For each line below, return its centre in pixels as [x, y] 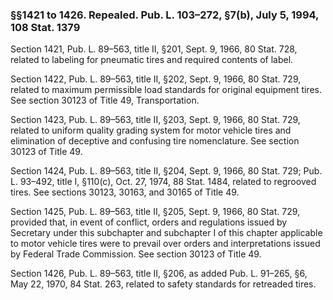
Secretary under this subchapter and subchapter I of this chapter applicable [166, 233]
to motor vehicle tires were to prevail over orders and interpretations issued [165, 244]
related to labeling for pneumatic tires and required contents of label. [152, 60]
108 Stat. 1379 [45, 27]
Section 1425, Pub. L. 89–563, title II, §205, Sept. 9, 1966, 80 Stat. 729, [155, 212]
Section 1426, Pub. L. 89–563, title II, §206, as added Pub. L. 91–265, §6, [159, 274]
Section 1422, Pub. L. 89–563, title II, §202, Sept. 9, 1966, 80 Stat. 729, [156, 79]
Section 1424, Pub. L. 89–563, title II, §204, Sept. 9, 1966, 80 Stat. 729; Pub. [166, 171]
